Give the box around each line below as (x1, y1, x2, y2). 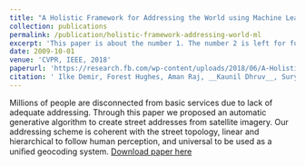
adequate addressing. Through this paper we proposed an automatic (9, 106, 267, 118)
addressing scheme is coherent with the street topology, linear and (9, 126, 260, 137)
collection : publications (9, 22, 107, 31)
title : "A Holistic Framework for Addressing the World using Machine (9, 13, 282, 23)
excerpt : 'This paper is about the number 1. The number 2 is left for (9, 38, 286, 48)
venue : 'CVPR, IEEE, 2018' (9, 55, 112, 64)
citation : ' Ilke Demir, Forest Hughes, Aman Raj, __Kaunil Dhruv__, (9, 73, 279, 82)
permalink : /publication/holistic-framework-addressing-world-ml (9, 30, 261, 39)
